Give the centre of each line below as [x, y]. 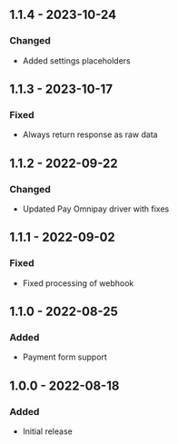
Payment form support [64, 357]
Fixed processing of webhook [78, 283]
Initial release [47, 431]
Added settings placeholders [77, 60]
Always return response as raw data [90, 134]
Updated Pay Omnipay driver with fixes [96, 209]
